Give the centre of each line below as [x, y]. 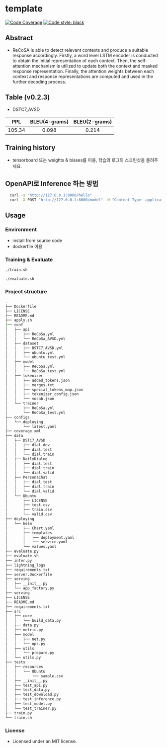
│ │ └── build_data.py [33, 621]
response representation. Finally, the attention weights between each [83, 71]
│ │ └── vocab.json [30, 399]
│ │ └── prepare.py [30, 653]
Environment [21, 230]
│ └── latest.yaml [31, 426]
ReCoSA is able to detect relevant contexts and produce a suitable [80, 50]
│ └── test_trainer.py [31, 708]
